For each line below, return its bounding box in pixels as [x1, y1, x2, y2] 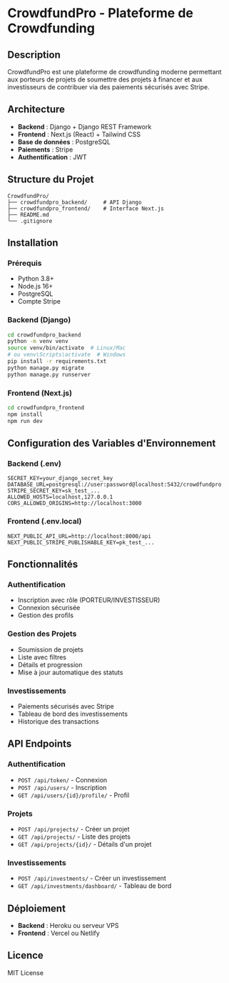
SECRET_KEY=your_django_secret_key [7, 475, 113, 482]
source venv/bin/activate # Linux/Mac [7, 344, 126, 351]
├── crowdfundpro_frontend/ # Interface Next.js [7, 205, 164, 212]
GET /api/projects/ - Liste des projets [17, 832, 131, 841]
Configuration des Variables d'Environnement [7, 437, 216, 449]
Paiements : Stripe [17, 145, 73, 154]
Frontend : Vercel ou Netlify [17, 929, 100, 937]
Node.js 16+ [17, 282, 54, 291]
